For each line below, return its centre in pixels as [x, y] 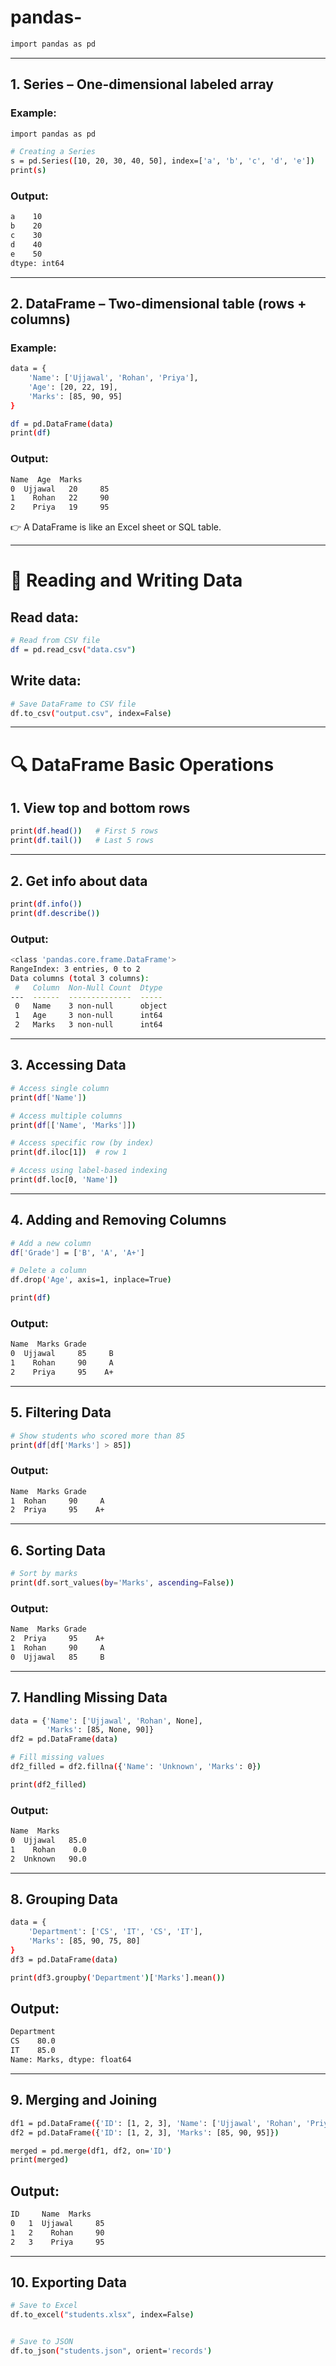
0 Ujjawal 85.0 [48, 1840]
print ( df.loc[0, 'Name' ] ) [64, 1180]
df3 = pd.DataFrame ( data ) [64, 1959]
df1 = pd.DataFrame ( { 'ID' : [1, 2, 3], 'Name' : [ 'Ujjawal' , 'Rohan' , [156, 2123]
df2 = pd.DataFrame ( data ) [64, 1739]
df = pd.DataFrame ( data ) [62, 424]
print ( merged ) [40, 2160]
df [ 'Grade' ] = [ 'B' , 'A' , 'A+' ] [77, 1252]
